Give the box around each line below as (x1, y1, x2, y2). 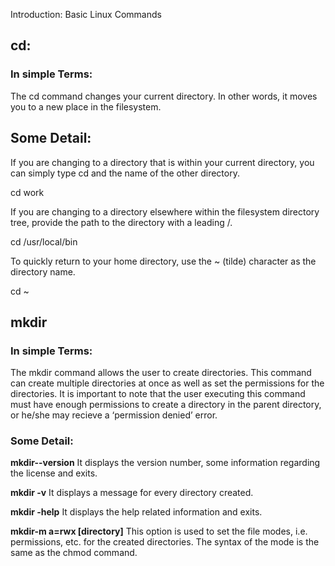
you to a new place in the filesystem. (10, 100, 162, 113)
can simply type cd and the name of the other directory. (10, 167, 240, 179)
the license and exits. (10, 467, 98, 479)
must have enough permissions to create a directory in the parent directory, (10, 399, 322, 411)
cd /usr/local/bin (10, 235, 78, 248)
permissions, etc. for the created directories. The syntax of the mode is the (10, 536, 320, 548)
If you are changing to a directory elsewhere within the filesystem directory (10, 205, 320, 218)
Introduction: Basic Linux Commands (10, 9, 162, 20)
